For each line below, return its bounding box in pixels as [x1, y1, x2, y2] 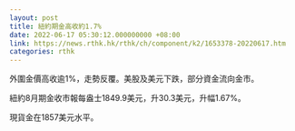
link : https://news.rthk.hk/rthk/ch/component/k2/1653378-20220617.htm [9, 38, 286, 48]
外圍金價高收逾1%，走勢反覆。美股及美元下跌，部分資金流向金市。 [9, 74, 260, 85]
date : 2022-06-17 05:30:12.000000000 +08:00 [9, 30, 181, 39]
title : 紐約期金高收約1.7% [9, 22, 102, 31]
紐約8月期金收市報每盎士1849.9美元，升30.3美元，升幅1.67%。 [9, 93, 247, 104]
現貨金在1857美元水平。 [9, 112, 99, 123]
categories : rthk [9, 47, 75, 56]
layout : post [9, 13, 59, 23]
